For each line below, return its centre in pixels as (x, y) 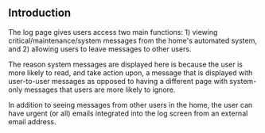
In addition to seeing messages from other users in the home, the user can (131, 104)
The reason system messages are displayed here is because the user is (126, 64)
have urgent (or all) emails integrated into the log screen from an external (128, 113)
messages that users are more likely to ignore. (99, 89)
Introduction (40, 13)
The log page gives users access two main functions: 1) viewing (113, 32)
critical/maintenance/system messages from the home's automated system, (132, 40)
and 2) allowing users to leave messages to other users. (100, 49)
